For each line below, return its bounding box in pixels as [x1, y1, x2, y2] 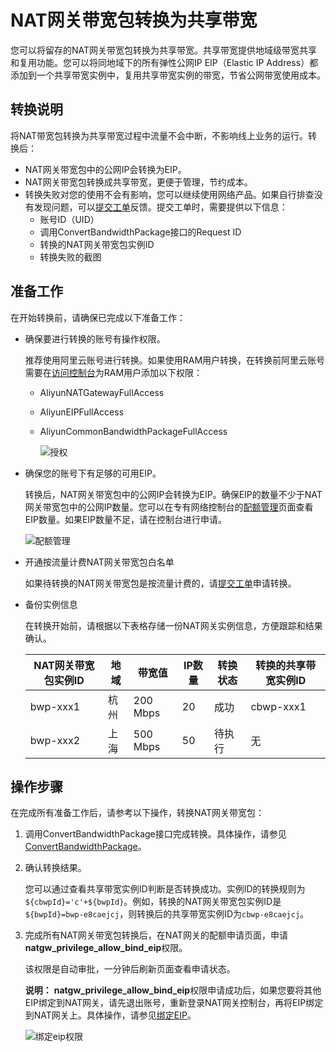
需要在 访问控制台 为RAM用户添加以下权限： [24, 366, 203, 378]
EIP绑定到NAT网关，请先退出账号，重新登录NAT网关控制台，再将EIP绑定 [24, 997, 324, 1009]
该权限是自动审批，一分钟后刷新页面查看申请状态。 [24, 963, 236, 975]
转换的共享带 [255, 658, 317, 672]
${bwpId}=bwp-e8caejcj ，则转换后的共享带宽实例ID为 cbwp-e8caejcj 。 [24, 908, 310, 920]
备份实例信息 [24, 598, 78, 610]
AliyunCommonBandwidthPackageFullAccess [39, 425, 228, 437]
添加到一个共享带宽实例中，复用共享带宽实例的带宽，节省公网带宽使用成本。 [10, 69, 326, 81]
